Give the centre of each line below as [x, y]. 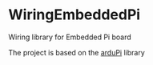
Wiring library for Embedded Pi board [70, 37]
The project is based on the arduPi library [77, 52]
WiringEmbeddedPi [74, 15]
